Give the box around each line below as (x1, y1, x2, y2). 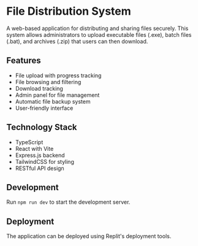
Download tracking (15, 85, 63, 92)
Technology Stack (6, 122, 77, 133)
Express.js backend (15, 152, 66, 159)
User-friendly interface (15, 104, 74, 112)
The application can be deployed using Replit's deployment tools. (6, 233, 172, 240)
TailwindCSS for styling (15, 158, 75, 165)
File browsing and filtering (15, 78, 82, 85)
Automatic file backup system (15, 98, 91, 105)
